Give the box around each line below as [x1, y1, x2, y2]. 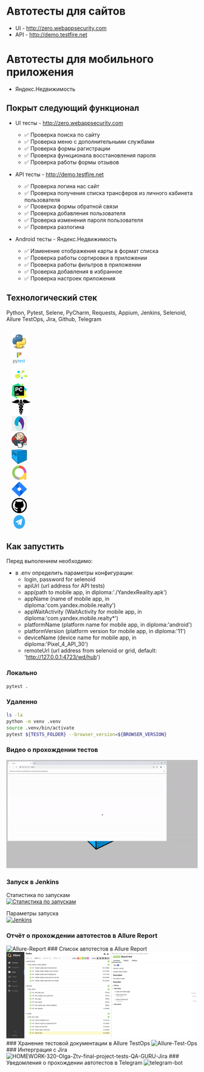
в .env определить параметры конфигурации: [15, 569, 134, 577]
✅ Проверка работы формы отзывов [24, 158, 120, 166]
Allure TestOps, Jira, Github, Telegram [6, 315, 102, 322]
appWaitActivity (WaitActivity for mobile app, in [24, 608, 143, 616]
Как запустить [6, 541, 64, 552]
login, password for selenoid [24, 576, 96, 583]
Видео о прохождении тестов [6, 745, 98, 754]
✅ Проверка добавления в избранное [24, 268, 123, 275]
